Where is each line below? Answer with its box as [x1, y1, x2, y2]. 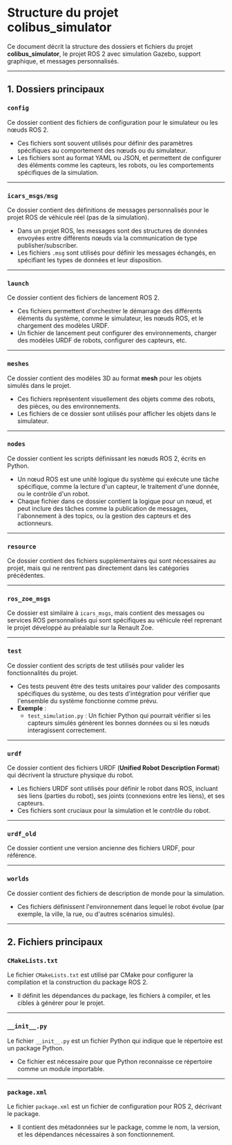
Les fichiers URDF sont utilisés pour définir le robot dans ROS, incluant [17, 785, 219, 792]
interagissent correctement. [27, 726, 107, 734]
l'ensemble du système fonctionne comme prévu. [17, 696, 159, 705]
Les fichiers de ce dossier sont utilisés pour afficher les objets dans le [17, 409, 216, 418]
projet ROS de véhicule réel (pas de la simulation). [7, 213, 150, 222]
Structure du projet [7, 5, 119, 21]
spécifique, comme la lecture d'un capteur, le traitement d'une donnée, [17, 482, 220, 491]
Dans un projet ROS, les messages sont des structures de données [17, 226, 209, 235]
